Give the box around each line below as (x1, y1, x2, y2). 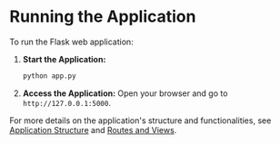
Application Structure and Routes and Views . (9, 124, 177, 135)
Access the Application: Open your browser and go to (22, 88, 228, 99)
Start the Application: (22, 53, 106, 64)
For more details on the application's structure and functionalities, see (9, 115, 272, 126)
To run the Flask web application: (9, 36, 134, 47)
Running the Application (9, 6, 196, 27)
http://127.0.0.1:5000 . (22, 97, 112, 108)
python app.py (22, 71, 76, 81)
